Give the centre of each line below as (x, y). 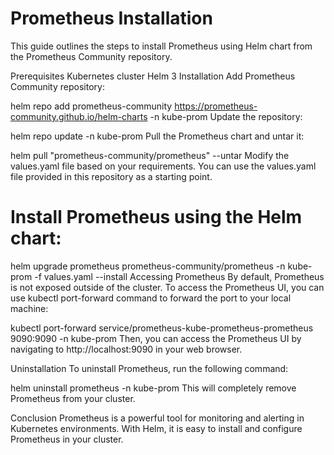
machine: (29, 308)
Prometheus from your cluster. (73, 398)
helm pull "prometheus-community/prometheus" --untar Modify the (150, 155)
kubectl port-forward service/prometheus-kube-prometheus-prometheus (162, 328)
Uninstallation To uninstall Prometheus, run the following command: (149, 368)
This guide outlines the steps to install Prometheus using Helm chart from (161, 46)
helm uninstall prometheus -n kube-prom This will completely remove (153, 388)
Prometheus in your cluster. (67, 439)
